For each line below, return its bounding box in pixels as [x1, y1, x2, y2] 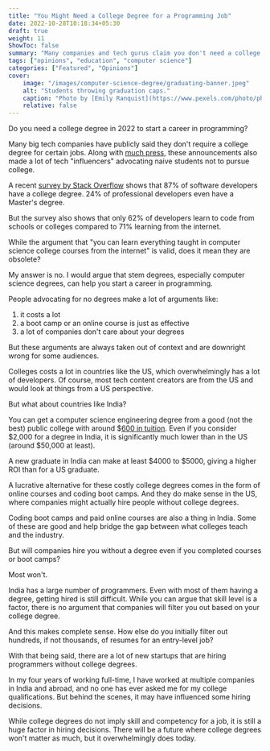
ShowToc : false [8, 42, 59, 50]
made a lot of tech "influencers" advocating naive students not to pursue [8, 156, 250, 166]
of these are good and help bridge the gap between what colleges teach [8, 522, 248, 531]
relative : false [22, 101, 78, 109]
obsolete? [8, 254, 42, 264]
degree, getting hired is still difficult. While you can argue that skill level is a [8, 594, 258, 604]
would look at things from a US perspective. [8, 384, 154, 394]
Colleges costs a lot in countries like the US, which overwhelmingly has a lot [8, 367, 260, 377]
